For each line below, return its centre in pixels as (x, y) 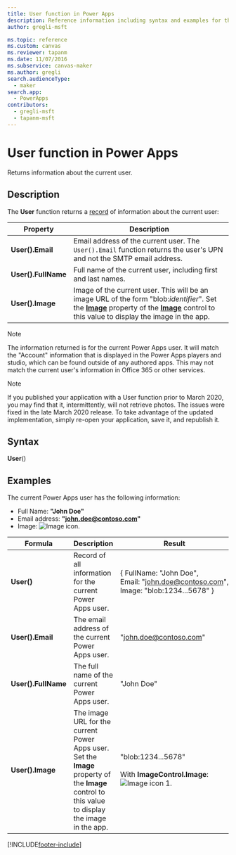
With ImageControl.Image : (165, 775)
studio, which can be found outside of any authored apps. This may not (111, 362)
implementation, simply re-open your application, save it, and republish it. (113, 419)
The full (86, 666)
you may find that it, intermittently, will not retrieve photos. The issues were (116, 405)
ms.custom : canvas (34, 46)
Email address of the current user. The (137, 241)
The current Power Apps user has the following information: (94, 498)
